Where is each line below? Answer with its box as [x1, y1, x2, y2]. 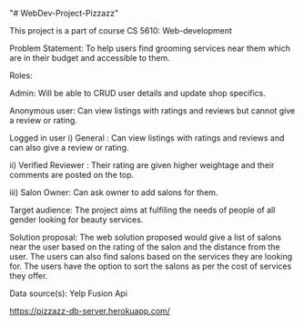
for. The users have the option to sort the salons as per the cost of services [9, 261, 292, 271]
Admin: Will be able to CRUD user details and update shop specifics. [9, 88, 267, 98]
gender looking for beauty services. [9, 214, 144, 225]
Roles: [9, 70, 34, 81]
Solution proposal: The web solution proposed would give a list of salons [9, 231, 282, 242]
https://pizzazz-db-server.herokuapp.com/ [9, 306, 171, 316]
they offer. [9, 271, 48, 281]
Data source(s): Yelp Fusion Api [9, 288, 127, 299]
